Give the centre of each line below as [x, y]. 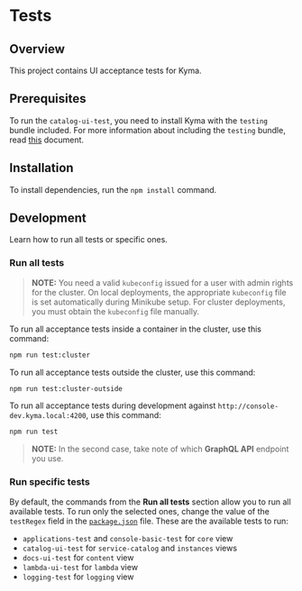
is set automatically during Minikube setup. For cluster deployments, [158, 302]
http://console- [248, 406]
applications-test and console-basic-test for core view [128, 538]
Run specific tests [50, 482]
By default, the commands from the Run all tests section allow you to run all [150, 502]
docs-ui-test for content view [78, 557]
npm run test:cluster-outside [66, 388]
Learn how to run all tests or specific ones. [89, 240]
